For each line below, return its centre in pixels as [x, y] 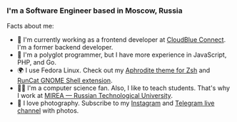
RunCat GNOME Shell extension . [65, 81]
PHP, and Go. [37, 62]
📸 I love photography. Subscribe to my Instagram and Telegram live [116, 103]
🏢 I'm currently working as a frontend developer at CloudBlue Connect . [121, 40]
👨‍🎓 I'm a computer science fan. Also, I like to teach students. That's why [123, 88]
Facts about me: [30, 26]
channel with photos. [48, 111]
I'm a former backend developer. [65, 48]
